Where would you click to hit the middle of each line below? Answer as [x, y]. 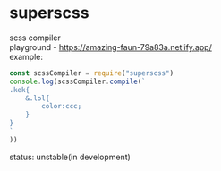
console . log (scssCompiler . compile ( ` [77, 81]
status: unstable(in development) [70, 157]
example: [26, 56]
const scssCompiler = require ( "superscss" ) [92, 73]
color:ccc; [62, 107]
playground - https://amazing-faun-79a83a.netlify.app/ [110, 47]
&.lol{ [38, 98]
